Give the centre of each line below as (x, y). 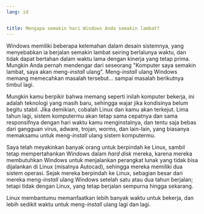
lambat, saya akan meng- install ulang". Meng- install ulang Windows (92, 71)
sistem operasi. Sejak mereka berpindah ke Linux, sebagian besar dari (95, 173)
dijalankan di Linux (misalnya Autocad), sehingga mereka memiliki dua (95, 166)
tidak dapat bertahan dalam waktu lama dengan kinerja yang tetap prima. (98, 59)
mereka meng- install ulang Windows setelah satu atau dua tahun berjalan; (100, 179)
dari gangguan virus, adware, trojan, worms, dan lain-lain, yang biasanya (98, 129)
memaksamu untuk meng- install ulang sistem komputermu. (81, 135)
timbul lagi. (20, 84)
